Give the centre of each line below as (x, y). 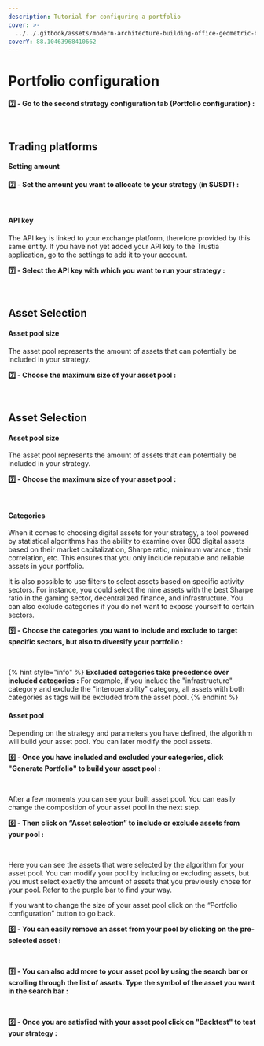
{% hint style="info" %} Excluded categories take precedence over (119, 673)
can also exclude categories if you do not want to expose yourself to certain (131, 607)
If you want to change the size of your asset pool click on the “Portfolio (123, 905)
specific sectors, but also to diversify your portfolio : (96, 642)
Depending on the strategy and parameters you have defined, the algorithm (130, 733)
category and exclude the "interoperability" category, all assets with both (126, 689)
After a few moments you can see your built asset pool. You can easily (122, 798)
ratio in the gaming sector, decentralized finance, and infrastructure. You (126, 598)
